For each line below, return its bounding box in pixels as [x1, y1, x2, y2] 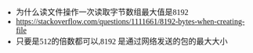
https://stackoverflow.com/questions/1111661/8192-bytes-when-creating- [16, 17, 245, 26]
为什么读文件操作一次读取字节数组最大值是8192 [16, 8, 189, 16]
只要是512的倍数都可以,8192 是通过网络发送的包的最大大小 [16, 37, 228, 46]
